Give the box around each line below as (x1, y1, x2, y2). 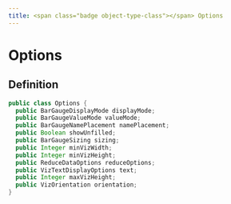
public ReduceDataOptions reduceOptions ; (15, 158, 156, 166)
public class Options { (8, 99, 88, 107)
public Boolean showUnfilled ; (15, 129, 116, 137)
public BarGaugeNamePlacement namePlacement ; (15, 122, 170, 130)
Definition (8, 78, 58, 92)
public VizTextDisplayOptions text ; (15, 166, 137, 174)
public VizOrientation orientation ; (15, 181, 137, 189)
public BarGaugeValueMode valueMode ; (15, 114, 141, 122)
